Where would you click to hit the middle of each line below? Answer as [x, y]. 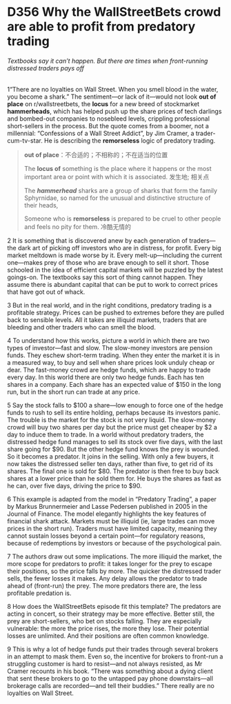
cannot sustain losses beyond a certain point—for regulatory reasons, [106, 536]
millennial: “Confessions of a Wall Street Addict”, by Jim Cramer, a [101, 133]
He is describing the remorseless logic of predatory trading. [130, 141]
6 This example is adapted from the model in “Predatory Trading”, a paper [112, 499]
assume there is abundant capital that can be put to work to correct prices [113, 285]
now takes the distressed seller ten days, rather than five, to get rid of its [110, 464]
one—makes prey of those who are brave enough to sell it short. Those [108, 263]
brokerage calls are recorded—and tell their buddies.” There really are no [111, 686]
